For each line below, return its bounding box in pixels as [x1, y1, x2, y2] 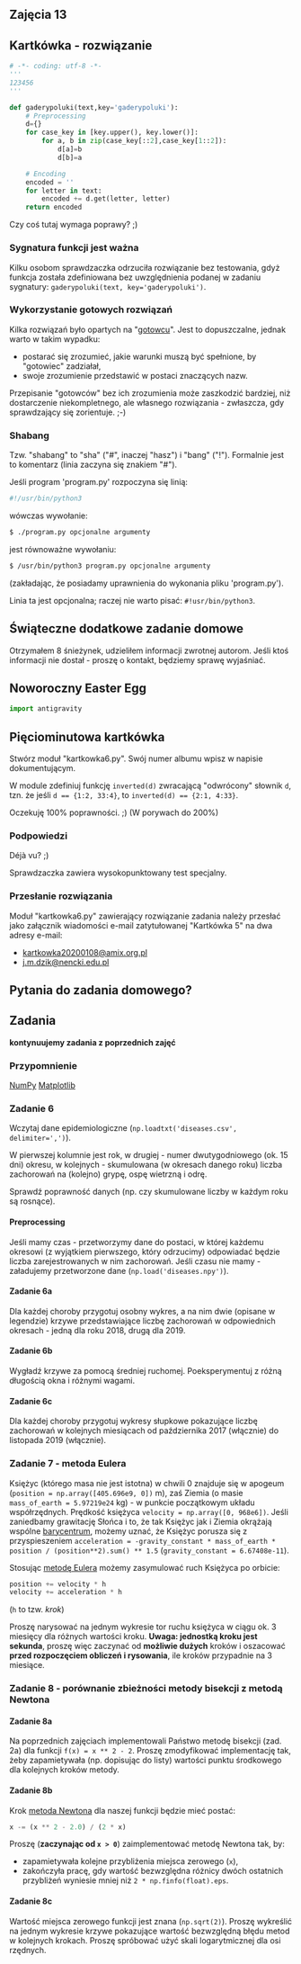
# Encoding [25, 169, 66, 178]
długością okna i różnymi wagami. [9, 1376, 136, 1386]
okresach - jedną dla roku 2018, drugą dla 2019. [9, 1324, 186, 1335]
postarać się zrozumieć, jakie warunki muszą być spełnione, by [22, 351, 257, 362]
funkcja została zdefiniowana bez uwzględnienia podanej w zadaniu [9, 272, 261, 282]
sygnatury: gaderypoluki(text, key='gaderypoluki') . [9, 281, 207, 291]
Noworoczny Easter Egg [9, 680, 146, 695]
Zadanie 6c [9, 1395, 52, 1406]
